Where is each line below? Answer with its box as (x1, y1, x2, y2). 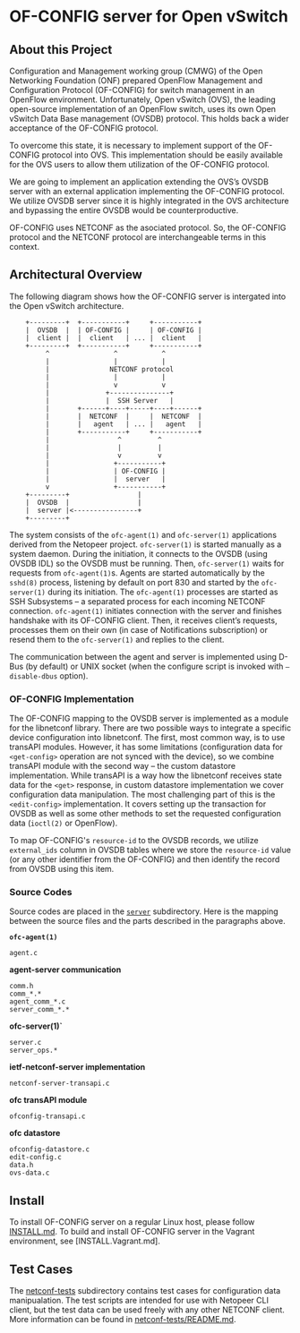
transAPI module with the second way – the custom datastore (9, 761, 236, 772)
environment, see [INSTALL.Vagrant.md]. (9, 1235, 161, 1246)
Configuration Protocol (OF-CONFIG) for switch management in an (9, 85, 255, 95)
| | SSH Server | (45, 396, 175, 405)
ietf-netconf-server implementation (9, 1062, 146, 1072)
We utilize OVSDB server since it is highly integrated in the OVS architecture (9, 195, 289, 206)
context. (9, 242, 40, 252)
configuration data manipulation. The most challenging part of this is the (9, 790, 276, 800)
